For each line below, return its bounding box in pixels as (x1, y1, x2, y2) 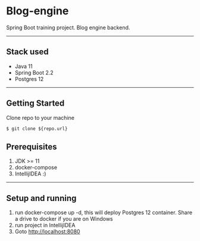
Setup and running (6, 193, 77, 203)
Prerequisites (6, 141, 57, 152)
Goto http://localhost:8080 (14, 228, 80, 235)
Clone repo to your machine (6, 114, 74, 121)
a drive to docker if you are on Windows (14, 215, 113, 223)
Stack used (6, 47, 49, 57)
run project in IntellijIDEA (14, 222, 76, 229)
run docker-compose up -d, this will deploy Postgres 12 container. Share (14, 209, 192, 216)
